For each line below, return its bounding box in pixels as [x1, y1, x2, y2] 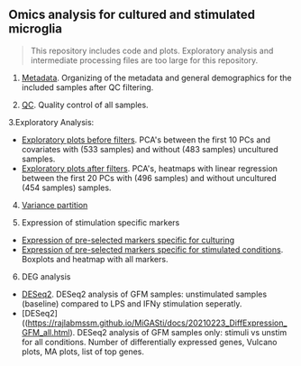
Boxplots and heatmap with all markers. [21, 253, 169, 264]
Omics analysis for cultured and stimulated [8, 7, 256, 23]
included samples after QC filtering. [21, 81, 154, 93]
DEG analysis [21, 270, 71, 282]
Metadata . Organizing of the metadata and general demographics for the [21, 72, 292, 83]
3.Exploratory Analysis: [8, 116, 95, 127]
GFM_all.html [21, 326, 70, 337]
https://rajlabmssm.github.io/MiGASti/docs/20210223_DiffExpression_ [27, 317, 287, 328]
